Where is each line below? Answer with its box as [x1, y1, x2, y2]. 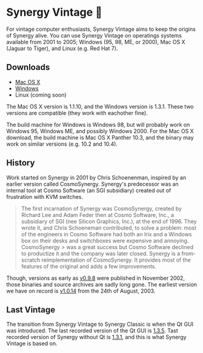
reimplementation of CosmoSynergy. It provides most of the [41, 256, 191, 264]
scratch [21, 256, 41, 264]
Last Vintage [6, 305, 56, 315]
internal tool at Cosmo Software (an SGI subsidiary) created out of [6, 187, 171, 194]
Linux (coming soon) [15, 91, 67, 99]
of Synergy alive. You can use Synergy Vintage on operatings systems [6, 31, 182, 39]
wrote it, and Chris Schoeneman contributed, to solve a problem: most [21, 224, 197, 232]
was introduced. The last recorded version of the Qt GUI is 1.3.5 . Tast [6, 327, 178, 334]
